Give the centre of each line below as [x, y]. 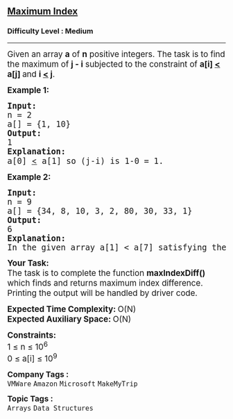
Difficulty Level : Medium [50, 31]
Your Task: [28, 263]
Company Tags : [38, 375]
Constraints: [32, 335]
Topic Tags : [30, 399]
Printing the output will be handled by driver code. [102, 293]
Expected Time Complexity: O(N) [72, 309]
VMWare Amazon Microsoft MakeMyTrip [72, 384]
